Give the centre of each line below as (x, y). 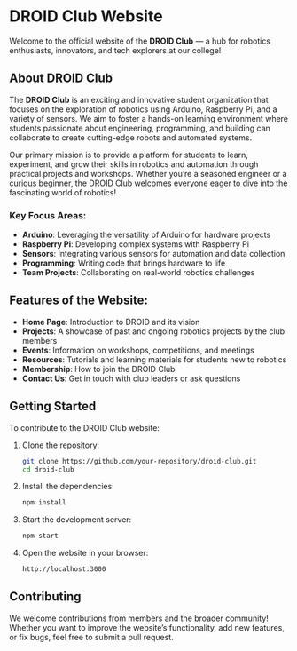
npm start (40, 536)
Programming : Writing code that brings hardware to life (124, 263)
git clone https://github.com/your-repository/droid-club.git (139, 461)
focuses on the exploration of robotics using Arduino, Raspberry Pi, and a (143, 109)
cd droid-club (48, 469)
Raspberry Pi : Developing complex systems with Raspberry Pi (136, 244)
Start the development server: (77, 520)
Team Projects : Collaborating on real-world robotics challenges (138, 273)
